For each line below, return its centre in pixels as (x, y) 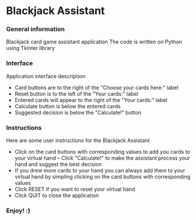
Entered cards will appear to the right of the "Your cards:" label (91, 100)
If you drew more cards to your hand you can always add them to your (100, 171)
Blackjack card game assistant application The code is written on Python (94, 42)
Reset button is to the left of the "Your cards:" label (76, 94)
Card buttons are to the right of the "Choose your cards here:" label (96, 87)
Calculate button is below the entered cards (67, 106)
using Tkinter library (30, 48)
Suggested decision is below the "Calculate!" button (78, 112)
